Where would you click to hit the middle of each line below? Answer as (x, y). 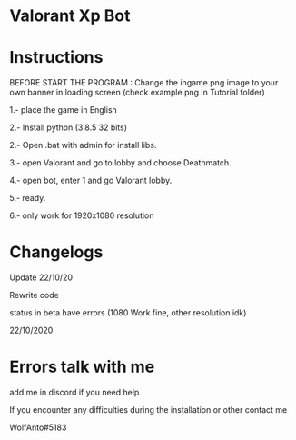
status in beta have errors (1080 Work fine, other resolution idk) (128, 313)
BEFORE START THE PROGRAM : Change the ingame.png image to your (144, 83)
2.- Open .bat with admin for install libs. (83, 145)
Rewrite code (34, 295)
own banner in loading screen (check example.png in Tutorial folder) (137, 93)
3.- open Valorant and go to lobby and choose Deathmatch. (120, 163)
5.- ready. (28, 198)
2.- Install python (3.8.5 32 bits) (69, 127)
